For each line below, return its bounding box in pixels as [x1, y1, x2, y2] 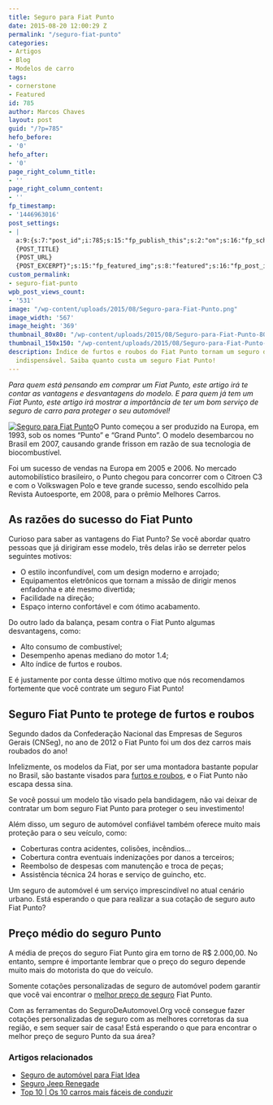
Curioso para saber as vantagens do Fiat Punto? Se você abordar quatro [8, 534, 250, 544]
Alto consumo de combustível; [19, 642, 123, 652]
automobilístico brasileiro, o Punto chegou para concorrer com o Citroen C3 [8, 472, 262, 482]
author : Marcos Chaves [8, 107, 85, 116]
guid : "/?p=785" [8, 124, 63, 133]
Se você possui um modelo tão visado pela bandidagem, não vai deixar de [8, 795, 258, 805]
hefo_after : [8, 151, 49, 159]
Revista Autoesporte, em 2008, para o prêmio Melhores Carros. [8, 489, 221, 499]
